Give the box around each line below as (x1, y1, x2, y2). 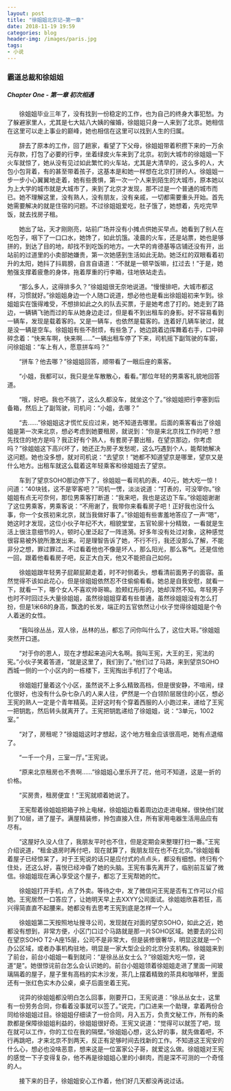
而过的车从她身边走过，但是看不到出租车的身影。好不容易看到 (49, 308, 224, 317)
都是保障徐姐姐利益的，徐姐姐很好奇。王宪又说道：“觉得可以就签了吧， (12, 1019, 215, 1027)
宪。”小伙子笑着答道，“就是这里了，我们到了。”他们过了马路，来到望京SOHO (7, 657, 220, 666)
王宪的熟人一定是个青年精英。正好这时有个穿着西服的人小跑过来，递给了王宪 (7, 698, 224, 706)
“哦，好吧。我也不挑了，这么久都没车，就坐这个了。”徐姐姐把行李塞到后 (19, 395, 220, 403)
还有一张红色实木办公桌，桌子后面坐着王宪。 (7, 978, 134, 986)
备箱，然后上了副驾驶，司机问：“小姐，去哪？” (7, 403, 140, 412)
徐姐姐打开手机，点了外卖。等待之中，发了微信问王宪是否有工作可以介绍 (19, 886, 224, 895)
